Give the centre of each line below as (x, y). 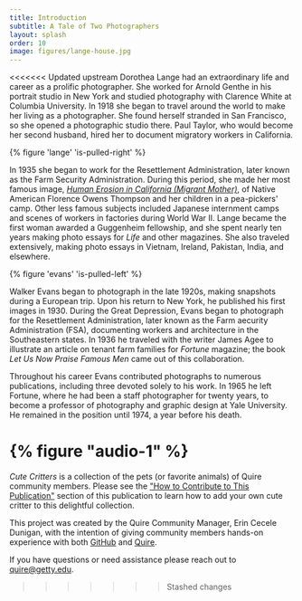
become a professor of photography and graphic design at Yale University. (148, 405)
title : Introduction (48, 18)
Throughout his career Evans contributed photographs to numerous (136, 377)
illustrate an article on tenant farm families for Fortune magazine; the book (147, 349)
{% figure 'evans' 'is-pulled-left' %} (76, 274)
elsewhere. (30, 257)
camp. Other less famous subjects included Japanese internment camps (145, 208)
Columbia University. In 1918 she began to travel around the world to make (148, 106)
